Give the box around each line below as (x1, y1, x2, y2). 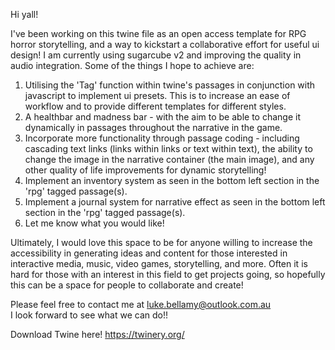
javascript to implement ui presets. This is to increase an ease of (24, 90, 291, 101)
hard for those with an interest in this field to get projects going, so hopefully (10, 269, 326, 280)
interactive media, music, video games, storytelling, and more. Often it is (10, 258, 308, 269)
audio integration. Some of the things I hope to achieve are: (10, 60, 255, 71)
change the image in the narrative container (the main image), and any (24, 154, 315, 165)
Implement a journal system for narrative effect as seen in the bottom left (24, 196, 326, 208)
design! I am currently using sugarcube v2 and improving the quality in (10, 49, 302, 61)
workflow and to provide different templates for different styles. (24, 100, 287, 112)
